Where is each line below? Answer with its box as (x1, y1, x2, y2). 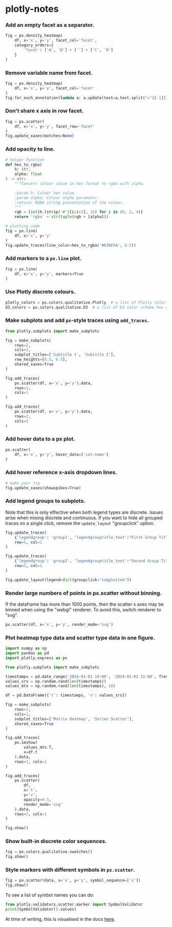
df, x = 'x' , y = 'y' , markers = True (14, 271, 83, 277)
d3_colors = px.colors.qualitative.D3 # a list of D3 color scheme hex (5, 304, 164, 310)
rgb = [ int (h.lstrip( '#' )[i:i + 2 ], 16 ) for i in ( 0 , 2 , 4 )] (14, 209, 143, 215)
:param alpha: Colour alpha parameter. (14, 195, 100, 201)
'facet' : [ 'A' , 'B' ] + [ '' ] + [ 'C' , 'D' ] (24, 47, 114, 53)
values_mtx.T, (24, 745, 54, 750)
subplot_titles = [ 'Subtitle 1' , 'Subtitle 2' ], (14, 352, 116, 357)
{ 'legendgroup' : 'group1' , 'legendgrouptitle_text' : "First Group (14, 535, 157, 540)
